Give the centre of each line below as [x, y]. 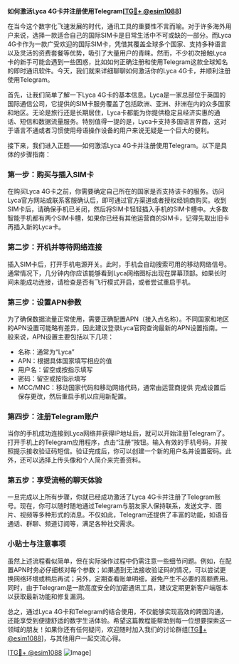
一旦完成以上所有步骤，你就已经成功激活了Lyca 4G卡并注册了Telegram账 [114, 497]
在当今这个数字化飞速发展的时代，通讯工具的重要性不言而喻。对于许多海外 [116, 26]
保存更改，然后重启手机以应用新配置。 [74, 396]
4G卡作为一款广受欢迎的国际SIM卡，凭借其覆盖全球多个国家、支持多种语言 [117, 44]
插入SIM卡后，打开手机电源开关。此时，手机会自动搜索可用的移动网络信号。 [119, 264]
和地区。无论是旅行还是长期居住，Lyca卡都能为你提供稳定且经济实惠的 [111, 112]
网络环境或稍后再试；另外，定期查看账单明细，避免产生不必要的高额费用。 [122, 579]
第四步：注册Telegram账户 [53, 416]
